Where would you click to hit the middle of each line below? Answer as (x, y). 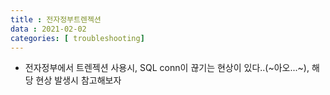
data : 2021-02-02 (48, 29)
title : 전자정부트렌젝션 (56, 19)
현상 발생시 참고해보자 (78, 80)
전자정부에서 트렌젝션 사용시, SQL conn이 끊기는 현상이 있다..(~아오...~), (167, 68)
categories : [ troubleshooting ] (77, 38)
